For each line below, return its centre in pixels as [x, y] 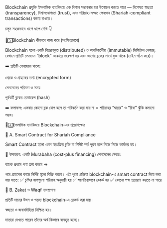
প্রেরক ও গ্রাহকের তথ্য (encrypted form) [38, 77]
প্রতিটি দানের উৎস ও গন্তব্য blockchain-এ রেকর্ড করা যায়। [49, 200]
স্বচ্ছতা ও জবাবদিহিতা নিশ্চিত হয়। [29, 210]
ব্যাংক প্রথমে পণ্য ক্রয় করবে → [27, 164]
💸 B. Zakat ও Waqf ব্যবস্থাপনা [30, 190]
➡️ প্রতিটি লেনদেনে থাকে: [23, 66]
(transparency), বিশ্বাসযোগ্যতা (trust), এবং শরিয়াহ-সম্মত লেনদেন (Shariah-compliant [78, 13]
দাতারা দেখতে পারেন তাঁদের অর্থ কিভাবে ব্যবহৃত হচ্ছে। [43, 220]
